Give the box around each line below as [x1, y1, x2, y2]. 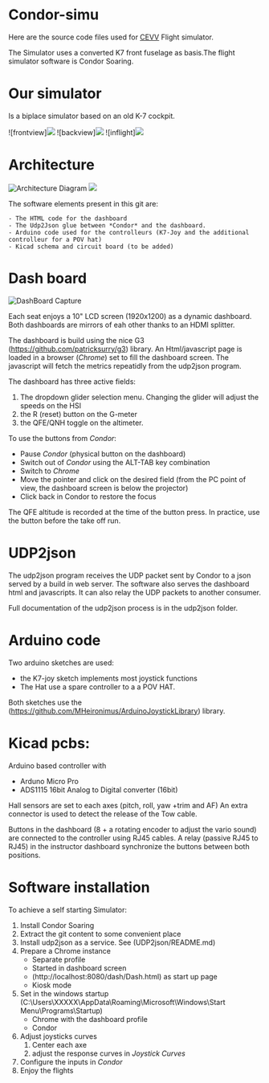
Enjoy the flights [19, 1065, 74, 1075]
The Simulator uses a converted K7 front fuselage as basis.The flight [8, 47, 235, 57]
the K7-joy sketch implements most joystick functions [19, 673, 198, 683]
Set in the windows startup [19, 988, 109, 998]
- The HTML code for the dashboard [8, 215, 128, 223]
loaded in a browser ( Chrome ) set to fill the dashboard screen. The [8, 352, 230, 362]
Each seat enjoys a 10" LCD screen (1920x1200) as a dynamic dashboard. [8, 311, 252, 321]
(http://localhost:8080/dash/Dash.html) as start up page [31, 971, 218, 981]
